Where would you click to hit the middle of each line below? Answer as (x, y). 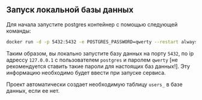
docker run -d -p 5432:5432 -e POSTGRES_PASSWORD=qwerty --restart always (102, 42)
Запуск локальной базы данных (70, 10)
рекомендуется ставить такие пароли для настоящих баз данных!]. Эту (98, 66)
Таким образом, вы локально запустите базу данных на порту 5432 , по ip (100, 53)
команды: (19, 31)
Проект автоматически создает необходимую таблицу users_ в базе (94, 84)
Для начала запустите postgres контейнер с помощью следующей (92, 24)
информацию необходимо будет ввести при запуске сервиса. (86, 72)
